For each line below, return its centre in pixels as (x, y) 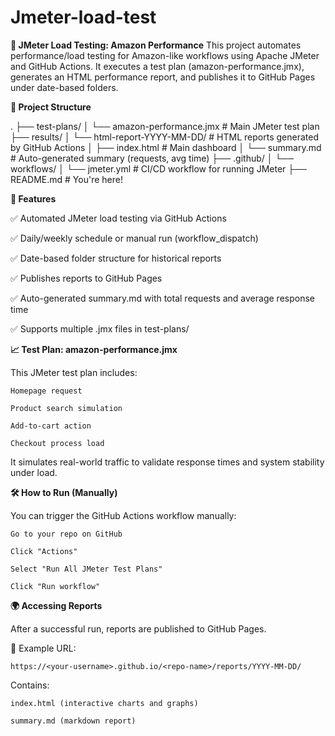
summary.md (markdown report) (73, 721)
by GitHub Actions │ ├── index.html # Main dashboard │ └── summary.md (166, 147)
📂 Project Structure (51, 107)
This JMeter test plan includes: (74, 372)
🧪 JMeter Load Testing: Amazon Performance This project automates (156, 45)
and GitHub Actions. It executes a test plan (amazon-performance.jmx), (157, 66)
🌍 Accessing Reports (56, 605)
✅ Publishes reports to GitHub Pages (86, 278)
